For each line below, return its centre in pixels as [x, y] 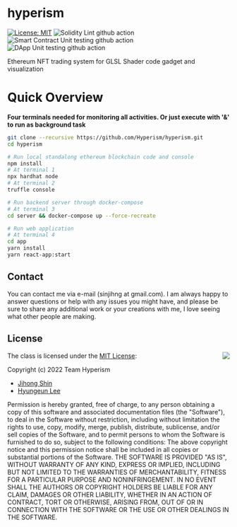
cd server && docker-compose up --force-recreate [82, 216]
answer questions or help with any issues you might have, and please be [113, 301]
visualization [25, 69]
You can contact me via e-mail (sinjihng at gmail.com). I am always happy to [118, 294]
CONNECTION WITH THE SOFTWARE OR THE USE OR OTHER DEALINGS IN [118, 509]
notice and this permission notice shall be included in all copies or [103, 449]
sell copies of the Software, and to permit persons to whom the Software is [116, 434]
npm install [25, 163]
